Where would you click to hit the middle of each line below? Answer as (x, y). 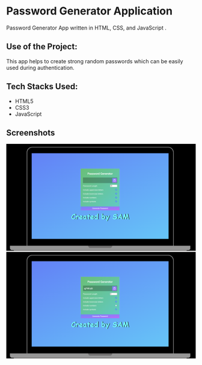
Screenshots (31, 133)
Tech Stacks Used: (42, 86)
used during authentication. (40, 67)
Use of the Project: (42, 47)
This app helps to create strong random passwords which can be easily (95, 61)
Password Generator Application (90, 11)
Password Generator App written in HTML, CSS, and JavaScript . (86, 28)
